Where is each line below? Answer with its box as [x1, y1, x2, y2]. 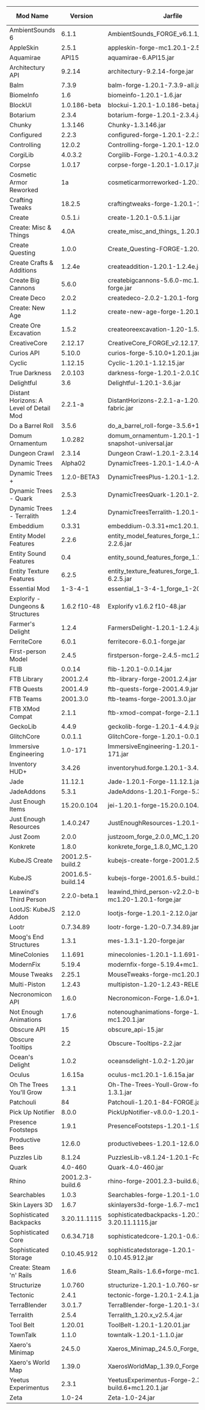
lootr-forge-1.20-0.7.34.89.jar [107, 923, 200, 931]
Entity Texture [9, 567, 49, 575]
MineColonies [9, 950, 49, 959]
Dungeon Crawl [9, 449, 54, 457]
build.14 [60, 878, 85, 886]
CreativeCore [9, 339, 48, 347]
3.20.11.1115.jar [107, 1218, 157, 1226]
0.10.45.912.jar [107, 1253, 154, 1262]
